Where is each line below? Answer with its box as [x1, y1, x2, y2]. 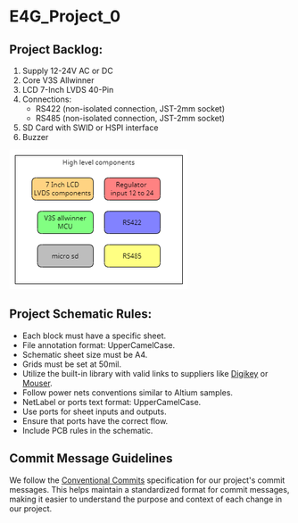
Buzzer [21, 132, 49, 142]
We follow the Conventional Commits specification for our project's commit [9, 475, 286, 486]
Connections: [21, 94, 72, 104]
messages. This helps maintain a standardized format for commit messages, [9, 484, 290, 494]
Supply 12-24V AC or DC [21, 65, 113, 76]
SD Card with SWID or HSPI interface [21, 122, 159, 133]
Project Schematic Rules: [9, 306, 153, 322]
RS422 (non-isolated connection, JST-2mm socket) [35, 104, 226, 113]
